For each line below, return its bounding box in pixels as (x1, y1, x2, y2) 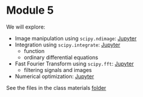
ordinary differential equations (23, 54, 99, 61)
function (23, 47, 45, 54)
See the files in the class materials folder (6, 84, 107, 91)
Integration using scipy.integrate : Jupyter (14, 41, 121, 48)
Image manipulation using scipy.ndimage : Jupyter (14, 35, 137, 42)
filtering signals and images (23, 66, 92, 73)
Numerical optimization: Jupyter (14, 73, 95, 80)
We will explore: (6, 23, 45, 30)
